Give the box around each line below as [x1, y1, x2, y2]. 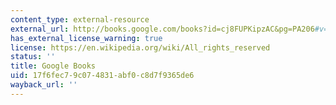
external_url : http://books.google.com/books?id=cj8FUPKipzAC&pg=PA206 [10, 24, 315, 34]
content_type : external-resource [10, 14, 150, 25]
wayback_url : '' [10, 80, 78, 90]
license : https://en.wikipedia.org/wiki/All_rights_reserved [10, 42, 271, 53]
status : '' [10, 52, 56, 62]
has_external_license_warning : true [10, 33, 163, 43]
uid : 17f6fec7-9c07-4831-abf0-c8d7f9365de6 [10, 71, 195, 81]
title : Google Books [10, 61, 97, 71]
